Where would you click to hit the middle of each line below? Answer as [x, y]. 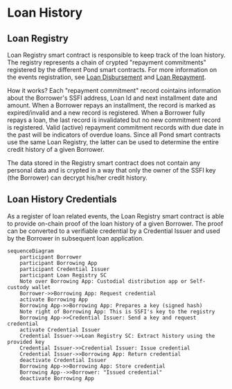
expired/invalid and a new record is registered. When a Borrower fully [106, 113]
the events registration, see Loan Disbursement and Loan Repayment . [107, 77]
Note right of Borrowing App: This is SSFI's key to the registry [117, 311]
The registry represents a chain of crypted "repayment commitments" [107, 62]
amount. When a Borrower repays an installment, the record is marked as [111, 105]
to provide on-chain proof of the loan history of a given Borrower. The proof [115, 223]
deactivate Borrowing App [57, 378]
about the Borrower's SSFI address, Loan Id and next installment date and [113, 98]
